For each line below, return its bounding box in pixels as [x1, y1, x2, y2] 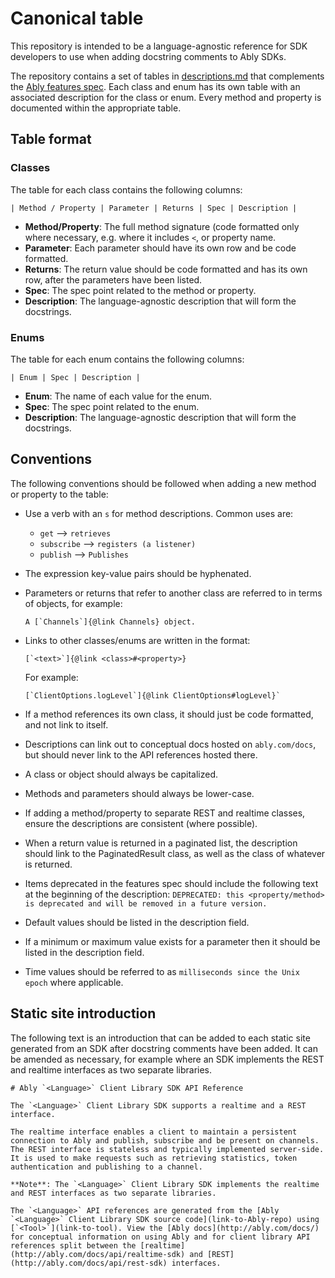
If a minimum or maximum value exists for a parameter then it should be [24, 935, 321, 947]
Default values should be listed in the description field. [24, 916, 250, 928]
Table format [10, 131, 92, 148]
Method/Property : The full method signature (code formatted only [24, 220, 300, 232]
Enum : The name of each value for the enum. [24, 390, 213, 402]
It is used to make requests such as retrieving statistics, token [10, 1153, 298, 1163]
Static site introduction [10, 1005, 157, 1022]
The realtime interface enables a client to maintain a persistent [10, 1127, 298, 1137]
